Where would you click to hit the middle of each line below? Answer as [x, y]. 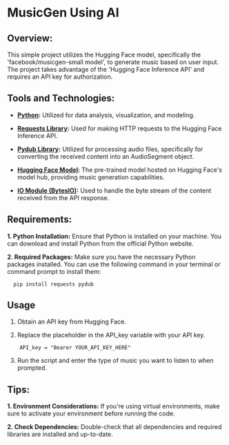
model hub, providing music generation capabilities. [91, 177]
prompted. [32, 368]
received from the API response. [63, 197]
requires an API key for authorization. [60, 77]
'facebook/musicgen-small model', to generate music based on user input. [113, 62]
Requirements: [40, 220]
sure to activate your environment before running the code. [91, 414]
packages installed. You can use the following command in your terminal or [114, 264]
